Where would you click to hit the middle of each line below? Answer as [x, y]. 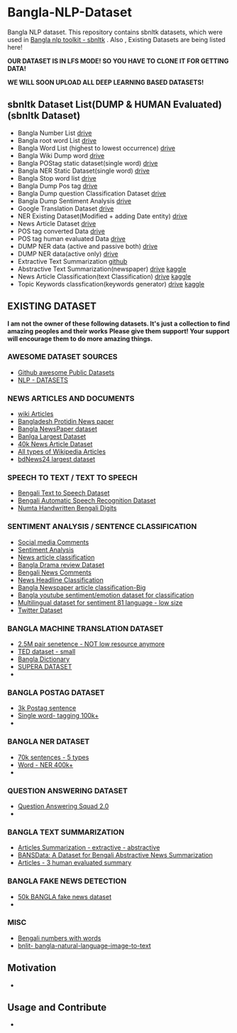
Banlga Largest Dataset [52, 437]
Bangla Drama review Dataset [61, 564]
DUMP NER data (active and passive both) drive [88, 246]
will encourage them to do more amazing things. [80, 338]
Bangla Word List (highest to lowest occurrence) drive [97, 148]
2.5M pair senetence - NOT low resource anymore [91, 644]
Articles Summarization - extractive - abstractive [89, 847]
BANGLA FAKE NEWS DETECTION [67, 881]
